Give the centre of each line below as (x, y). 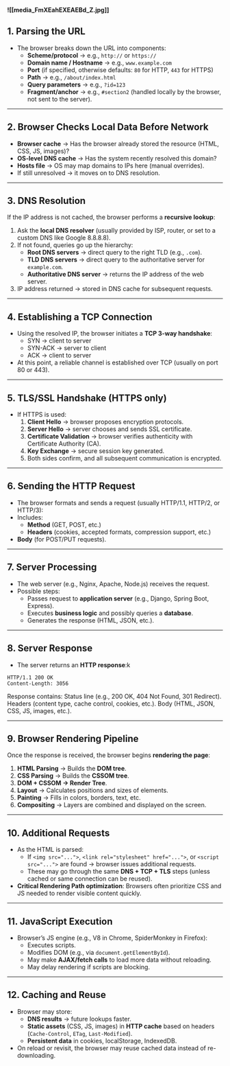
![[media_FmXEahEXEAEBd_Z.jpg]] (58, 10)
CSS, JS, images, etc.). (39, 710)
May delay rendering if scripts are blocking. (89, 966)
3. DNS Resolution (47, 201)
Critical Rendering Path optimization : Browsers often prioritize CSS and (119, 886)
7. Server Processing (52, 567)
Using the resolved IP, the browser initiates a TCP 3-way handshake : (115, 334)
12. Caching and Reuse (56, 995)
